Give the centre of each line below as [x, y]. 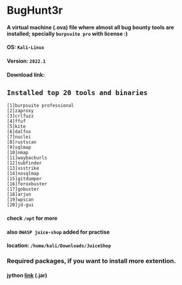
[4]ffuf [16, 121]
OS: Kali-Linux [25, 47]
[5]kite [16, 127]
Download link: [26, 75]
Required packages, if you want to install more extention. [91, 261]
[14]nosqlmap [23, 174]
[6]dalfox [19, 132]
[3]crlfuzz [20, 116]
